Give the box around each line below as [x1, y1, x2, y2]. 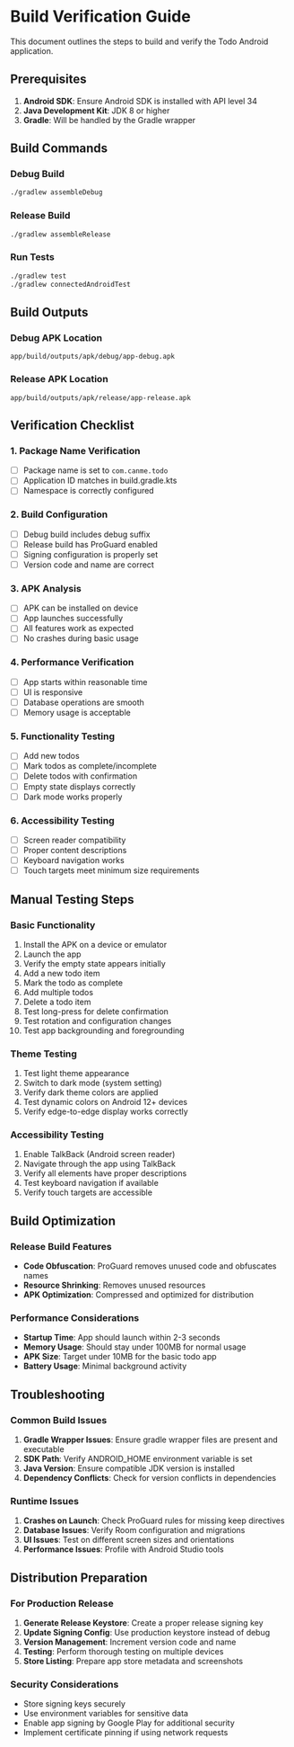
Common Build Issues [10, 1413, 108, 1426]
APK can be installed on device [22, 602, 139, 613]
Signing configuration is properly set [22, 548, 159, 559]
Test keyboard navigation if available [22, 1178, 160, 1189]
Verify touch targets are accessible [22, 1187, 153, 1198]
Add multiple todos [22, 986, 93, 997]
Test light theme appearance [22, 1068, 130, 1079]
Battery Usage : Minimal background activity [22, 1360, 187, 1372]
